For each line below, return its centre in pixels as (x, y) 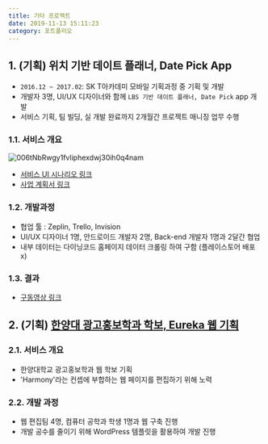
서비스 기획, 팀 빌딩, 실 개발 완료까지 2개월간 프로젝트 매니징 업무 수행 (130, 117)
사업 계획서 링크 (45, 184)
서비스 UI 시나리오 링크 (56, 174)
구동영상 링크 (41, 297)
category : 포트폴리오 (40, 31)
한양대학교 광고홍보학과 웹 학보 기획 (76, 369)
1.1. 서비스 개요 (36, 140)
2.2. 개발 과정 (33, 402)
